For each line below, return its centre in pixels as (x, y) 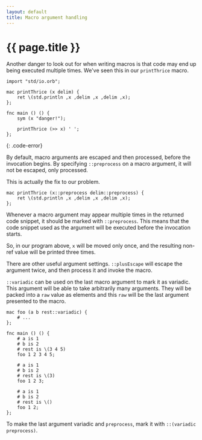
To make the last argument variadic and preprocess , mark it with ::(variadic (101, 424)
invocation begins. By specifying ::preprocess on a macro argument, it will (99, 164)
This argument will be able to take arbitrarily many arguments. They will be (99, 288)
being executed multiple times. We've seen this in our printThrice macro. (97, 71)
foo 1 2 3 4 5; (36, 355)
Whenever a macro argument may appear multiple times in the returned (95, 215)
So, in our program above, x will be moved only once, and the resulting (94, 246)
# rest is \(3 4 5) (42, 349)
